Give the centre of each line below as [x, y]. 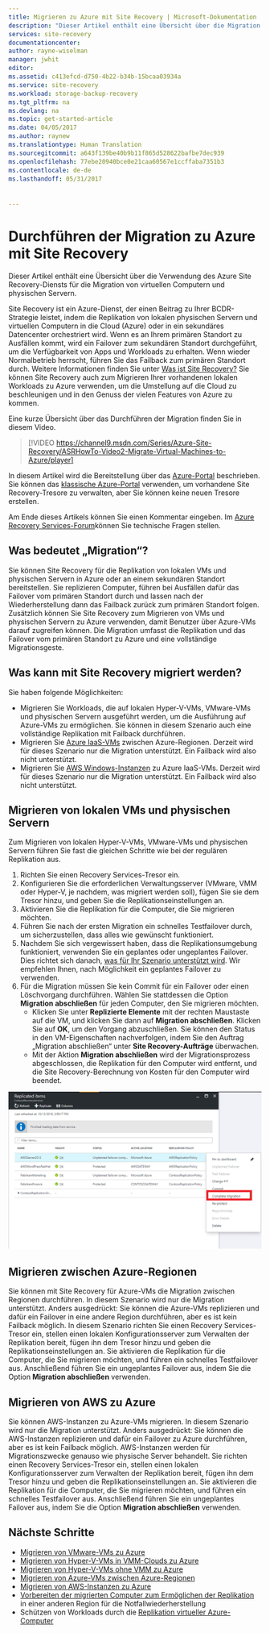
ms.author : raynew [39, 136]
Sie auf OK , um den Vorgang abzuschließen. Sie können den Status [143, 1029]
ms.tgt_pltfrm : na [39, 102]
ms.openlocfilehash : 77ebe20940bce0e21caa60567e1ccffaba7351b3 [117, 161]
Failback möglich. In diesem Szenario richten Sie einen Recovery [115, 1326]
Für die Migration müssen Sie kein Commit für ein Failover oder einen [134, 986]
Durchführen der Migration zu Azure [132, 237]
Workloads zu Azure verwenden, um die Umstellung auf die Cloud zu [123, 385]
